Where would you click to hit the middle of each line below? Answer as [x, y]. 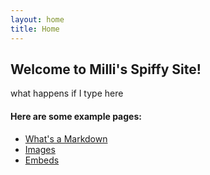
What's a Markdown [66, 138]
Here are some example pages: [76, 116]
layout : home [37, 19]
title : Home [35, 29]
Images [40, 149]
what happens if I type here [67, 93]
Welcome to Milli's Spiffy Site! [106, 69]
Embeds [42, 160]
